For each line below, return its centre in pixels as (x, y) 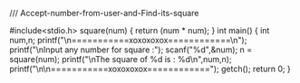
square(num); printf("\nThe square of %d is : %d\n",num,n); (121, 59)
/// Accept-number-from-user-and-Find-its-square (104, 13)
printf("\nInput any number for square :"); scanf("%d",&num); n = (131, 50)
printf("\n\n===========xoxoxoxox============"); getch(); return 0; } (150, 69)
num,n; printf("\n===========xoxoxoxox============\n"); (128, 40)
